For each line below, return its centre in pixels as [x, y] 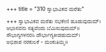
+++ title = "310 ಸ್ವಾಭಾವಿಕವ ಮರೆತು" [45, 9]
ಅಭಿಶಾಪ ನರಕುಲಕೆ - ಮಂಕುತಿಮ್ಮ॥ [37, 42]
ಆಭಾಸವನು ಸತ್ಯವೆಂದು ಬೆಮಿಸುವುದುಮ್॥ [43, 28]
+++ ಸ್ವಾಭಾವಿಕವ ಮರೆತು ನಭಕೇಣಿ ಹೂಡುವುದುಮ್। [54, 21]
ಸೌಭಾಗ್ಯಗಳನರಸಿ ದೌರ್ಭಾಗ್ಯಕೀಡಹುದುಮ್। [44, 35]
